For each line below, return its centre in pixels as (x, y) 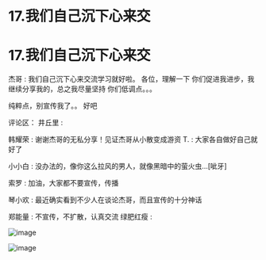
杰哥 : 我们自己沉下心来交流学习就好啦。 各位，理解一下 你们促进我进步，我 (131, 79)
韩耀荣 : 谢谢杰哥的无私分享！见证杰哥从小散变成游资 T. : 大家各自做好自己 (130, 140)
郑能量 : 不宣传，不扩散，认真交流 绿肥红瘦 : (80, 217)
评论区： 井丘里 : (36, 123)
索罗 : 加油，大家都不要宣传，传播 (64, 183)
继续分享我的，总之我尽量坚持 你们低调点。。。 (82, 89)
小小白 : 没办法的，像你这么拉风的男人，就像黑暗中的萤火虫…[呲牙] (118, 166)
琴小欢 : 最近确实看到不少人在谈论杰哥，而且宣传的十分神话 (105, 200)
